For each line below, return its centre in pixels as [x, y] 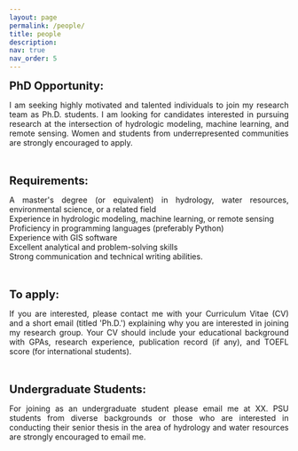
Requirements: [49, 181]
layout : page [33, 17]
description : [33, 42]
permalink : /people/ [47, 26]
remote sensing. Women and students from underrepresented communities [149, 133]
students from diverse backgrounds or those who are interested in [149, 418]
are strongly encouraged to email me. [78, 437]
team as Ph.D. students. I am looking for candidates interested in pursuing [149, 115]
